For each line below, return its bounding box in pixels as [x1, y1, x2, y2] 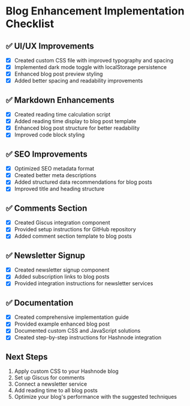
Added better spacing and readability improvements [14, 77, 143, 85]
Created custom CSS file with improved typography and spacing [14, 57, 174, 64]
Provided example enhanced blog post [14, 320, 110, 328]
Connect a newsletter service [14, 380, 88, 388]
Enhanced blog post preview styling [14, 70, 103, 77]
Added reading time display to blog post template [14, 118, 137, 125]
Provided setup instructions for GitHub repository [14, 226, 136, 233]
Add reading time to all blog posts [14, 387, 98, 394]
